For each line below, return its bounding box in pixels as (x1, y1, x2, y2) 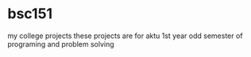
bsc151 (7, 5, 53, 23)
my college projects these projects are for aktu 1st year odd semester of (7, 31, 243, 40)
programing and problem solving (7, 39, 114, 48)
